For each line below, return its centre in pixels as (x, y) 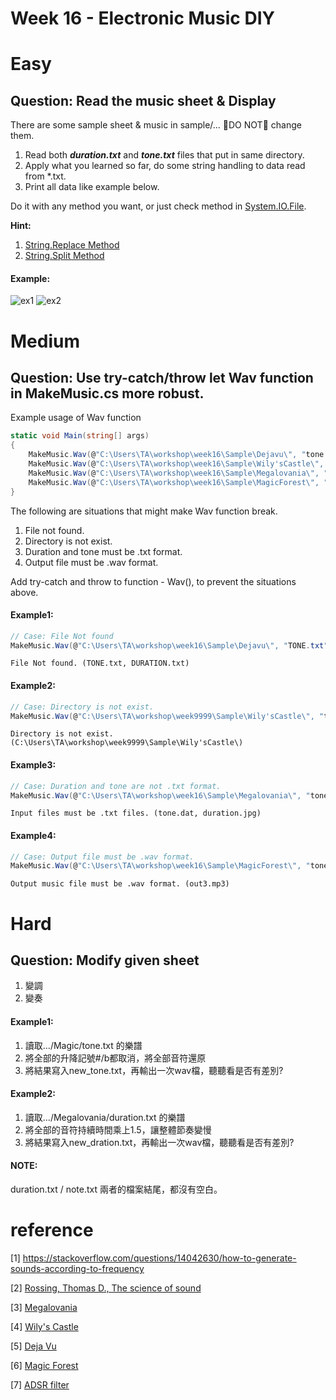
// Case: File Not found (62, 636)
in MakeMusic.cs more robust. (107, 393)
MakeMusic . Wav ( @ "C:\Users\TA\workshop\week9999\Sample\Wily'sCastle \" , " (167, 716)
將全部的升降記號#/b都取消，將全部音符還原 (115, 1058)
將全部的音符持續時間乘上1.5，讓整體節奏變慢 (118, 1129)
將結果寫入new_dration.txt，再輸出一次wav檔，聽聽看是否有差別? (159, 1142)
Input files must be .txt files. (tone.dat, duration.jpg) (136, 813)
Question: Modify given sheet (105, 960)
